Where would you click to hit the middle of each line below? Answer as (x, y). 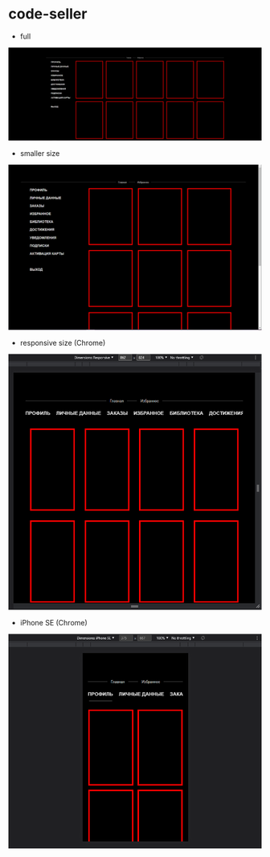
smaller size (40, 153)
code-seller (48, 14)
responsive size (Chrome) (63, 342)
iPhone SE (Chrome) (54, 623)
